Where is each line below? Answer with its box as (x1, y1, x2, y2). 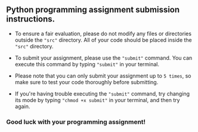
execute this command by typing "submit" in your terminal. (14, 60, 160, 67)
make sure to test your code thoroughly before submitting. (14, 78, 159, 85)
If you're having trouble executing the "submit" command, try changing (14, 90, 190, 97)
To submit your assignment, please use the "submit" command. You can (14, 54, 193, 62)
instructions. (6, 14, 55, 24)
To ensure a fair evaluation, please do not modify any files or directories (14, 30, 192, 37)
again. (14, 103, 30, 110)
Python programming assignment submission (6, 5, 180, 15)
